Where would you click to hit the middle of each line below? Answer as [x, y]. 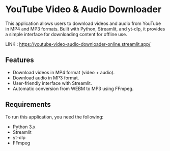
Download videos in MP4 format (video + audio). [64, 72]
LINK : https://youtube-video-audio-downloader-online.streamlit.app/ [78, 44]
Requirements [28, 104]
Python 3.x [24, 127]
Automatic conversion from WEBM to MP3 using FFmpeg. [73, 88]
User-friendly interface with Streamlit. [52, 83]
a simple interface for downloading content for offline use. [66, 34]
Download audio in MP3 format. [46, 78]
